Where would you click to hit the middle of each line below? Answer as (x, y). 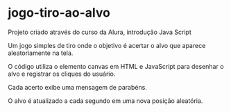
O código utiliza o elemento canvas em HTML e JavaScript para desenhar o (116, 66)
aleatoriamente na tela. (41, 53)
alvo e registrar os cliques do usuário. (62, 74)
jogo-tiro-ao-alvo (59, 13)
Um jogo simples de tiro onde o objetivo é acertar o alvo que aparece (107, 45)
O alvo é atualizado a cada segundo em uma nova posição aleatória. (105, 101)
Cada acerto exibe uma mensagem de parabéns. (78, 87)
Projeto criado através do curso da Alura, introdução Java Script (100, 32)
